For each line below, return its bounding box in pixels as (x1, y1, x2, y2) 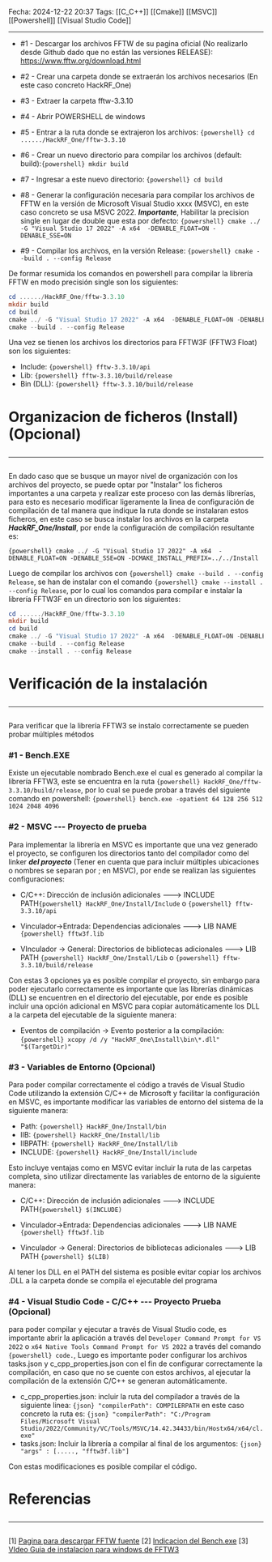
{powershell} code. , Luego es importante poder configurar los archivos (8, 1351, 248, 1360)
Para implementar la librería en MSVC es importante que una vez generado (8, 839, 258, 849)
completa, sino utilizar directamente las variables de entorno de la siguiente (8, 1171, 261, 1181)
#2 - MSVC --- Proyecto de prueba (8, 822, 147, 833)
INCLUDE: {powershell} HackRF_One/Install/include (19, 1146, 198, 1157)
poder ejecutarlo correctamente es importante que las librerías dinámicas (8, 984, 253, 993)
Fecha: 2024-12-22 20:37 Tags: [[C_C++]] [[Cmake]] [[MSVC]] (8, 7, 218, 16)
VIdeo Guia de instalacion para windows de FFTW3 (8, 1545, 180, 1555)
